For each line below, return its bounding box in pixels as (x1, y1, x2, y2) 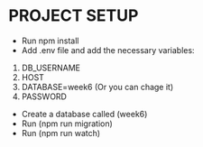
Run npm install (21, 35, 79, 46)
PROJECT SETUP (8, 5, 139, 26)
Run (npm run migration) (21, 118, 114, 129)
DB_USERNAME (21, 62, 80, 73)
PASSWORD (21, 91, 67, 102)
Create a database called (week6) (21, 108, 148, 119)
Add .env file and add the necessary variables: (21, 44, 195, 55)
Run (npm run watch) (21, 127, 101, 138)
